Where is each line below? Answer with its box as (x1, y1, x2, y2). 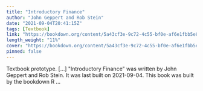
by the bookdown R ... (6, 78, 61, 85)
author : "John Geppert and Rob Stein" (6, 15, 104, 21)
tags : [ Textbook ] (6, 25, 50, 32)
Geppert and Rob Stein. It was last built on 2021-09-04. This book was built (6, 71, 195, 79)
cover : (6, 43, 23, 49)
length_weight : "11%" (6, 37, 61, 43)
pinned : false (6, 49, 42, 55)
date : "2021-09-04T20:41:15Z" (6, 20, 83, 26)
